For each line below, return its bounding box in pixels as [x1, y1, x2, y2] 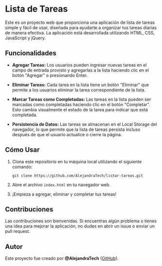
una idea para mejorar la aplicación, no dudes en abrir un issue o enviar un [5, 223, 155, 229]
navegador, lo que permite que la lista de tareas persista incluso [12, 126, 141, 132]
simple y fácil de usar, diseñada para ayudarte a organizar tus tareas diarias [5, 24, 157, 30]
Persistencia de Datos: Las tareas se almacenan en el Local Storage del [12, 121, 157, 127]
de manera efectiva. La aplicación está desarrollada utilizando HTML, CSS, [5, 30, 155, 35]
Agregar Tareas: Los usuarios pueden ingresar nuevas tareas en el [12, 62, 147, 68]
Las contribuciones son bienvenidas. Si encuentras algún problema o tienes [5, 218, 157, 224]
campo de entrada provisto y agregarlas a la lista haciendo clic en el [12, 67, 149, 73]
